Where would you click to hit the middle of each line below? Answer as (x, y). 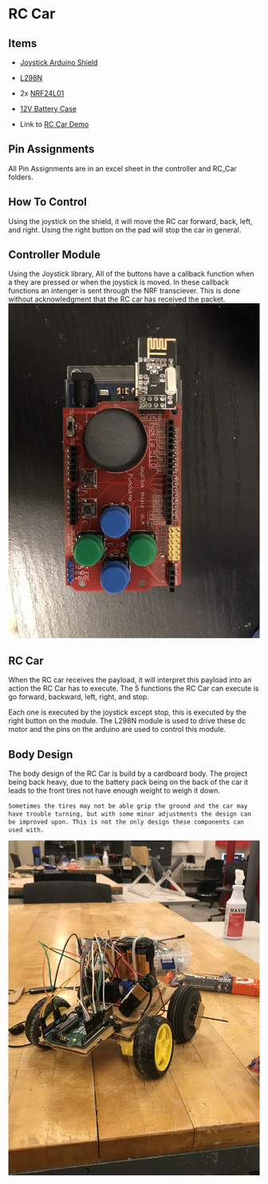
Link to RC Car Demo (54, 124)
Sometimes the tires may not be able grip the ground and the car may (128, 806)
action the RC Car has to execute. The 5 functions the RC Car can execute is (134, 688)
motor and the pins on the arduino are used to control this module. (117, 730)
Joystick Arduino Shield (59, 62)
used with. (26, 830)
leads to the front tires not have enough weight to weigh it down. (114, 791)
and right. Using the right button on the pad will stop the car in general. (125, 230)
